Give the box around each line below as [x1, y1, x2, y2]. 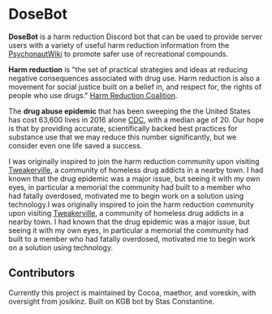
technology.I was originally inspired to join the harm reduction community [8, 200, 254, 209]
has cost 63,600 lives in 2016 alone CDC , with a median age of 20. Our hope [8, 114, 265, 124]
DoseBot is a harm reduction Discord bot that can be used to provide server [8, 32, 263, 41]
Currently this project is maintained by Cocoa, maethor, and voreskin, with [8, 287, 257, 297]
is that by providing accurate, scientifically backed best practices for [8, 123, 238, 133]
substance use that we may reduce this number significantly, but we [8, 131, 237, 142]
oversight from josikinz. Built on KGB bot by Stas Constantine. [8, 296, 215, 306]
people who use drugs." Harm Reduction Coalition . [8, 90, 178, 100]
